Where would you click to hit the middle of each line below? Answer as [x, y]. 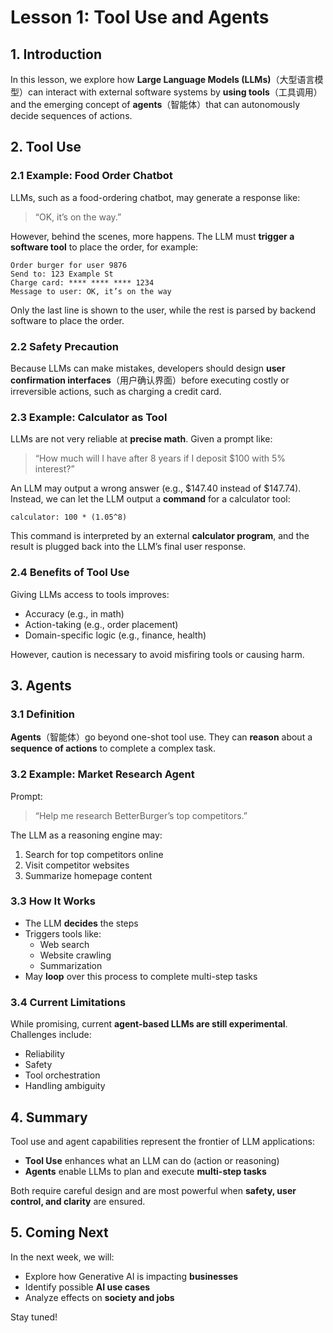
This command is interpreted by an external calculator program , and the [160, 536]
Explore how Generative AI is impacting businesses [131, 1276]
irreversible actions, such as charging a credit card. [116, 391]
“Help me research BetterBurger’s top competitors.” [141, 815]
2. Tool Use [46, 147]
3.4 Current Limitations [68, 1002]
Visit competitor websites [77, 865]
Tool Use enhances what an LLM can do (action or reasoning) [152, 1160]
